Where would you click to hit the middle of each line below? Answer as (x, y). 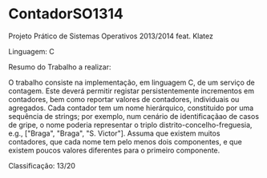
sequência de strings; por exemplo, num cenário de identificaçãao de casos (133, 116)
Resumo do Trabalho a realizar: (60, 67)
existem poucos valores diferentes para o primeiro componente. (114, 150)
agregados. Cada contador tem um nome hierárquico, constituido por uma (131, 108)
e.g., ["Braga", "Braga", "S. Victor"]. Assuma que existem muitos (114, 133)
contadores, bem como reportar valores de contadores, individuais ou (124, 99)
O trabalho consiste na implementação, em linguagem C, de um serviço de (131, 82)
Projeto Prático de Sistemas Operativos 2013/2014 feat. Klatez (111, 36)
